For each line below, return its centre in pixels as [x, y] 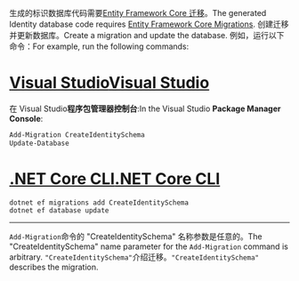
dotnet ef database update [59, 210]
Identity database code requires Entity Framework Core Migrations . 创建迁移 [149, 24]
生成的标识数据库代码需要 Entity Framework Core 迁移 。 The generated [138, 13]
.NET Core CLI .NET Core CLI [115, 178]
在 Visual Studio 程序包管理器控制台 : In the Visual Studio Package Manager [145, 108]
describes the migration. [54, 267]
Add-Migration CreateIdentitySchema [77, 135]
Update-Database [39, 143]
